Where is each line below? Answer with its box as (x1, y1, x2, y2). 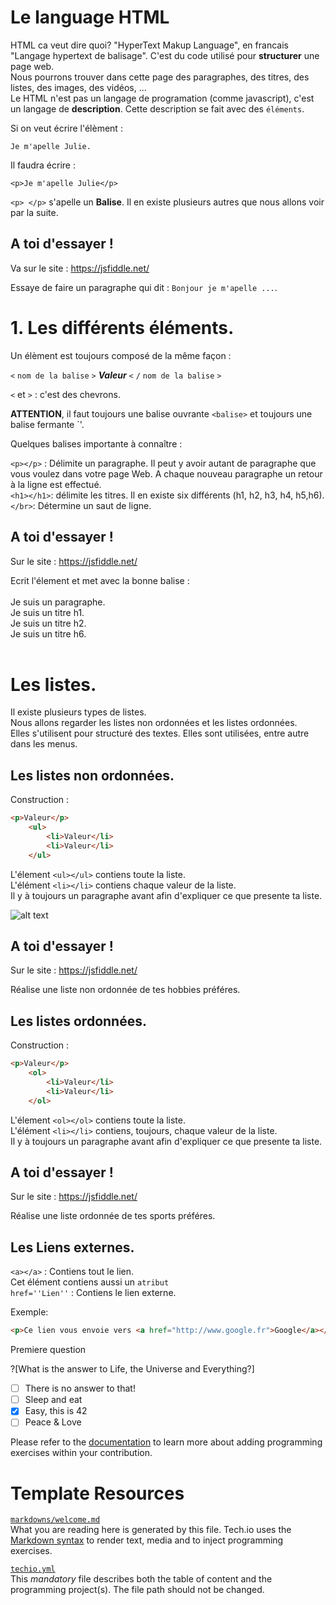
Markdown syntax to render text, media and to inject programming (10, 1534, 284, 1546)
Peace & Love (24, 1416, 82, 1428)
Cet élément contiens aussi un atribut (10, 1276, 170, 1288)
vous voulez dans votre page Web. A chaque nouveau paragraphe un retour (10, 467, 323, 480)
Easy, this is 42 (24, 1405, 88, 1417)
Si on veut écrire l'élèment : (10, 122, 123, 134)
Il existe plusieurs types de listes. (10, 706, 147, 718)
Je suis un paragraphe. (10, 596, 106, 608)
